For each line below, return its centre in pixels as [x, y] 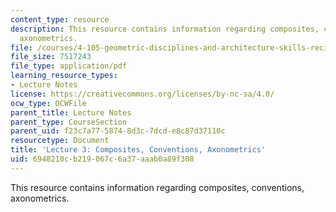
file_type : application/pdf [69, 66]
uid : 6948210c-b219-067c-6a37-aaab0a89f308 [102, 159]
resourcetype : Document [60, 141]
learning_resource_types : [64, 76]
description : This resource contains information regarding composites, [165, 29]
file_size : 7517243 [51, 57]
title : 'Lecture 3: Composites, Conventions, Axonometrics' [138, 150]
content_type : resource [60, 19]
